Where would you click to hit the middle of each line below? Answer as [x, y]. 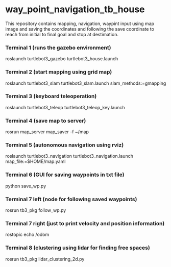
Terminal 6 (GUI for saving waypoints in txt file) [65, 175]
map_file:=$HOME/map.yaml [35, 161]
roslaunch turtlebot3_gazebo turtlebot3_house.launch [62, 59]
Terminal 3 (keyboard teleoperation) [51, 96]
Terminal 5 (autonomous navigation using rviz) [65, 145]
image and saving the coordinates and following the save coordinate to [80, 29]
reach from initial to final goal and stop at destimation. [62, 34]
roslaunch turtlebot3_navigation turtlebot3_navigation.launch [69, 156]
